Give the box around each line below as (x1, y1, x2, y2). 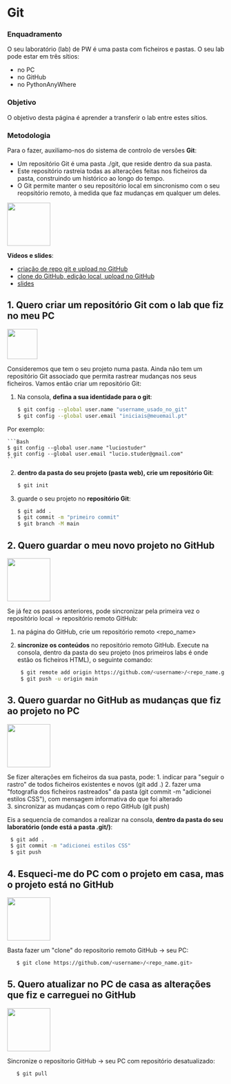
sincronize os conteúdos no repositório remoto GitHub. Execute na (17, 641, 209, 649)
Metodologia (7, 130, 50, 140)
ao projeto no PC (7, 705, 80, 717)
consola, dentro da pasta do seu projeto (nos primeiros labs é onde (17, 648, 208, 656)
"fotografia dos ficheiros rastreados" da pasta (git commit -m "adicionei (7, 787, 212, 796)
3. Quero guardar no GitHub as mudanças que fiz (7, 694, 222, 706)
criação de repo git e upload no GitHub (17, 265, 128, 273)
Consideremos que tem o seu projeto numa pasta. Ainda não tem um (7, 364, 203, 373)
